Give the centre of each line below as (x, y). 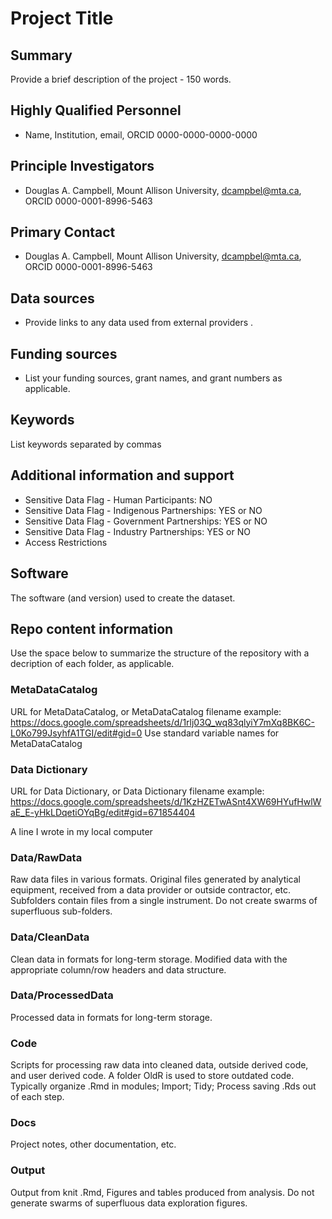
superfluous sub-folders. (61, 911)
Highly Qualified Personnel (96, 110)
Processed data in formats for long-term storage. (111, 1017)
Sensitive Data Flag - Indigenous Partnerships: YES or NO (143, 510)
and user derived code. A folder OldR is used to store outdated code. (152, 1076)
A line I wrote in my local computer (81, 831)
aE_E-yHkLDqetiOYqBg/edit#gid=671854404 (103, 812)
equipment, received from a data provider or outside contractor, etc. (151, 890)
